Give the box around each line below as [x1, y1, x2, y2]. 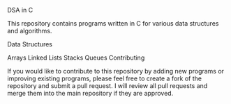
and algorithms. [7, 27, 52, 35]
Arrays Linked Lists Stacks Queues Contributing [7, 53, 145, 62]
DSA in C [7, 6, 33, 14]
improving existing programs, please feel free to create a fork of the [7, 74, 202, 83]
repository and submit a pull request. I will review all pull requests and [7, 82, 208, 89]
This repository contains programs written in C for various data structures [7, 19, 219, 27]
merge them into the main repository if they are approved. [7, 89, 174, 97]
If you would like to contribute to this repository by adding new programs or [7, 67, 225, 75]
